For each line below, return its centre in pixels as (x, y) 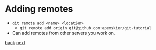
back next (15, 42)
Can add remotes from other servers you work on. (64, 33)
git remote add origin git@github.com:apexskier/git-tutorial (85, 28)
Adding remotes (39, 9)
